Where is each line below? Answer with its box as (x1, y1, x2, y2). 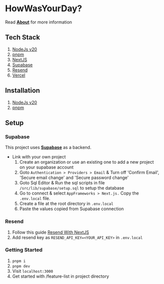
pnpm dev (12, 263, 30, 269)
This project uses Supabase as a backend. (5, 145, 92, 151)
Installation (5, 87, 40, 95)
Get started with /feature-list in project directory (12, 273, 109, 279)
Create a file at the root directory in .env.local (19, 201, 114, 207)
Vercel (12, 72, 25, 78)
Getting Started (5, 246, 43, 253)
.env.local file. (19, 196, 50, 201)
